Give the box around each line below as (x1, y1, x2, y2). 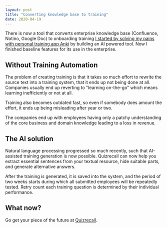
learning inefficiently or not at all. (5, 90, 73, 96)
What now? (5, 203, 41, 212)
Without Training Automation (5, 60, 98, 69)
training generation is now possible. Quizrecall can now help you (23, 153, 156, 159)
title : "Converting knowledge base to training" (5, 12, 108, 17)
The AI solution (5, 134, 53, 143)
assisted (5, 153, 22, 159)
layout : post (5, 7, 32, 12)
